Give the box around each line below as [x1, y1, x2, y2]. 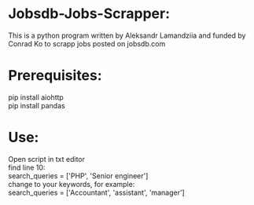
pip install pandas [8, 101, 65, 110]
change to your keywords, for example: [8, 179, 135, 189]
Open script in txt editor [8, 154, 85, 163]
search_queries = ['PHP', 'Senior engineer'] [8, 170, 149, 181]
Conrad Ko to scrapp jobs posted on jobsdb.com [8, 38, 166, 48]
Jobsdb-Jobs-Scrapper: [8, 5, 171, 23]
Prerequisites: [8, 67, 102, 85]
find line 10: [8, 163, 46, 172]
